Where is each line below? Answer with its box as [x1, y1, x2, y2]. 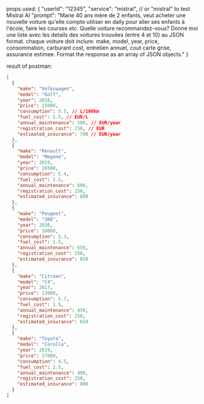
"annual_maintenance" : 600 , [17, 182, 88, 188]
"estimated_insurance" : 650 [17, 318, 88, 325]
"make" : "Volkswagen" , [17, 86, 75, 92]
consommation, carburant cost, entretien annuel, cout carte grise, [6, 44, 172, 51]
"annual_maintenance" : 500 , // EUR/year [17, 120, 121, 126]
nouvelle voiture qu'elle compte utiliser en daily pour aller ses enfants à [6, 18, 185, 25]
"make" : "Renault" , [17, 148, 67, 155]
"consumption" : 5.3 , [17, 233, 69, 240]
